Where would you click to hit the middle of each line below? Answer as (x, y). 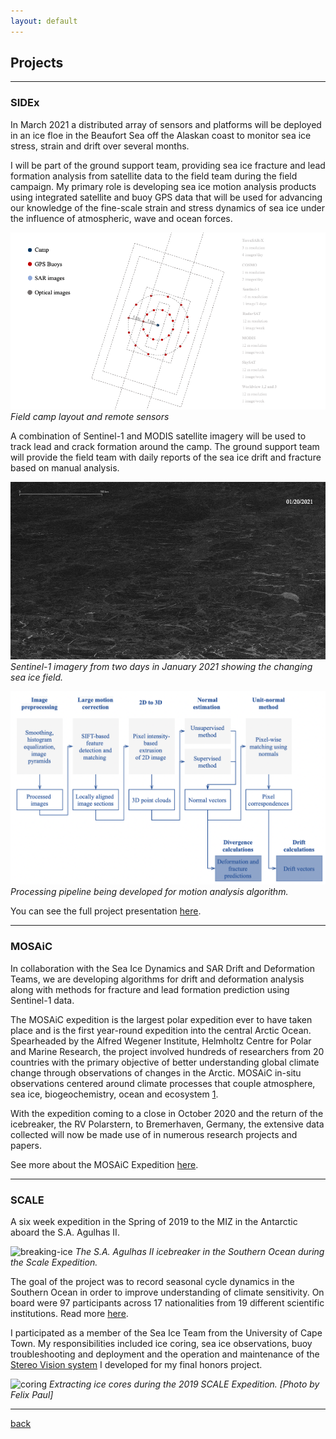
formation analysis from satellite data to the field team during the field (154, 176)
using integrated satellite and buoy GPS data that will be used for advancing (166, 197)
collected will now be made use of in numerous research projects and (154, 1134)
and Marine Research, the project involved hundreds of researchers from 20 (167, 1051)
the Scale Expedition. (54, 1262)
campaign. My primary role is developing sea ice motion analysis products (163, 186)
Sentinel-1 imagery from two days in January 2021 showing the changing (161, 666)
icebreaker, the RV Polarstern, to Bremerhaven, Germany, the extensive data (167, 1124)
